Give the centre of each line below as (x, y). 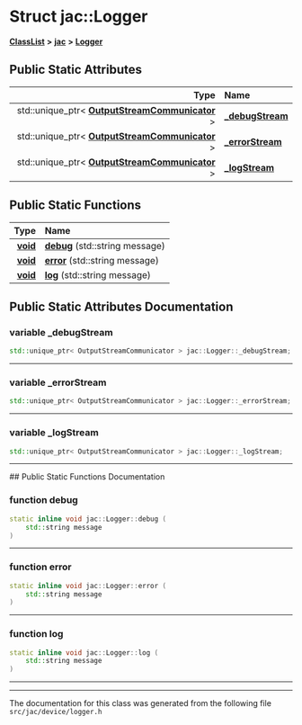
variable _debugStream (62, 332)
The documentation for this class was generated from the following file (141, 703)
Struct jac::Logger (79, 17)
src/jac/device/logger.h (56, 712)
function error (40, 567)
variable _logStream (54, 433)
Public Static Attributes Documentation (121, 306)
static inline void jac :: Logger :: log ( (84, 653)
